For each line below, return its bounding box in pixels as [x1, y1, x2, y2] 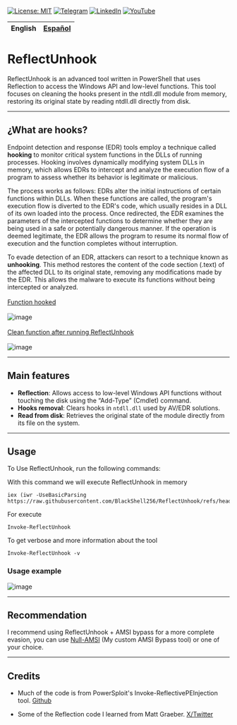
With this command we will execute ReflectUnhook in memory [7, 478, 188, 486]
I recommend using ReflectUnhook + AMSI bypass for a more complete [7, 628, 215, 637]
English [11, 23, 37, 33]
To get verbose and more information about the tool [7, 537, 157, 545]
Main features [7, 370, 71, 382]
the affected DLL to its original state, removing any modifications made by [7, 268, 222, 276]
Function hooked [7, 297, 56, 306]
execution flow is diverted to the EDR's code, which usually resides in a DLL [7, 201, 228, 210]
